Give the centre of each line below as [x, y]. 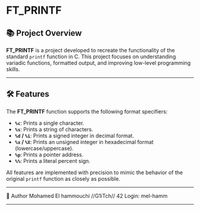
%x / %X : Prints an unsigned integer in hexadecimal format [84, 142]
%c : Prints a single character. [49, 123]
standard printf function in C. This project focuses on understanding [91, 56]
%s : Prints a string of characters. [54, 129]
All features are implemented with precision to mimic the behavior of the [95, 172]
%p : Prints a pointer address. [49, 155]
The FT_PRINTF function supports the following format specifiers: [87, 111]
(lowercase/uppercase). [44, 148]
